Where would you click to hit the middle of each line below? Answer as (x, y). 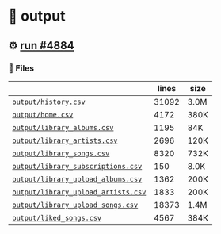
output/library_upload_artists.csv (79, 192)
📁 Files (21, 68)
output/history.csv (49, 102)
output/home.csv (43, 115)
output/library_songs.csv (61, 153)
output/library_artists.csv (65, 140)
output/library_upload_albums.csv (77, 179)
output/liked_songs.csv (57, 218)
